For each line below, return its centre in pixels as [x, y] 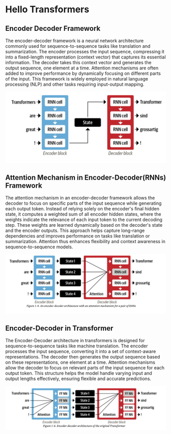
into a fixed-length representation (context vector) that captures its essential [86, 57]
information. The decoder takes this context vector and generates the [78, 62]
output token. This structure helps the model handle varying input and [79, 373]
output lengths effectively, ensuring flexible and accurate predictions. [78, 379]
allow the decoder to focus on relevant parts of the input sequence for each [85, 368]
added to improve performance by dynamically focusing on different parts [83, 73]
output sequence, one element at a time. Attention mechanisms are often [82, 68]
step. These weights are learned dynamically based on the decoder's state [84, 225]
